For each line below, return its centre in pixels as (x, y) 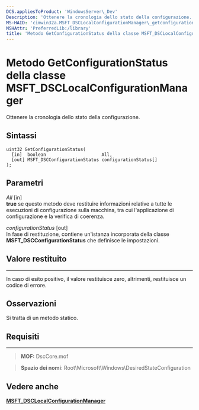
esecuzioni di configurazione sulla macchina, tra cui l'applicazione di (90, 210)
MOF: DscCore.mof (44, 357)
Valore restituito (36, 259)
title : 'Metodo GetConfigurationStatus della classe (73, 34)
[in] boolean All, (62, 155)
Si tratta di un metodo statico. (42, 318)
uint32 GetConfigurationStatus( (46, 149)
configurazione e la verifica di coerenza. (55, 216)
